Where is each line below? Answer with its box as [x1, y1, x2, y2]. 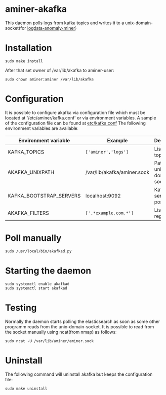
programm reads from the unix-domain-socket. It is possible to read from [5, 323, 154, 329]
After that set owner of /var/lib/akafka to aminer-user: [5, 67, 115, 73]
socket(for [5, 25, 26, 31]
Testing [5, 302, 37, 313]
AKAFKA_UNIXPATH [7, 169, 54, 176]
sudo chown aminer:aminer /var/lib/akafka [5, 77, 94, 82]
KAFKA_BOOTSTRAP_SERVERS [7, 192, 81, 199]
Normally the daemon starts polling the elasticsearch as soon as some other [5, 318, 160, 324]
